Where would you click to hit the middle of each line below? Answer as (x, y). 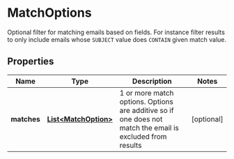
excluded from (143, 136)
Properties (31, 62)
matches (25, 119)
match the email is (149, 128)
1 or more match (147, 93)
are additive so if (147, 110)
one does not (141, 119)
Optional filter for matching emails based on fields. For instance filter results (116, 32)
